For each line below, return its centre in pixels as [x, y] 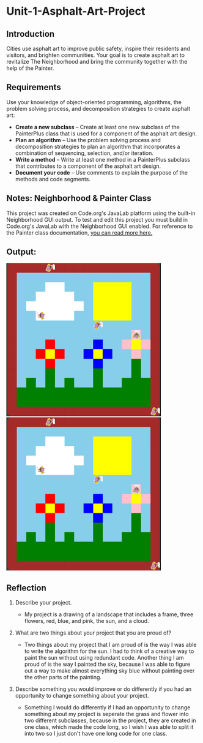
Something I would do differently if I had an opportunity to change [107, 707]
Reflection [27, 588]
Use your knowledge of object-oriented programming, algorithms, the [94, 102]
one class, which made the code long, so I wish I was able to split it [109, 727]
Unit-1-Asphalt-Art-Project [76, 11]
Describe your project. [43, 603]
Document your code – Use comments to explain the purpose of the [102, 172]
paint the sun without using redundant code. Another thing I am [104, 658]
